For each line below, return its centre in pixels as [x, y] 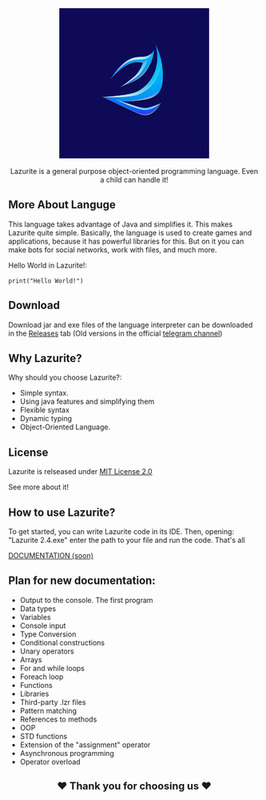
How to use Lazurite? [62, 512]
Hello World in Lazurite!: [48, 265]
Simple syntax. [44, 393]
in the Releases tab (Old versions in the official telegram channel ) [115, 333]
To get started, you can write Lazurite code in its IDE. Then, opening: [121, 532]
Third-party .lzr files [53, 702]
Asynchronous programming [67, 753]
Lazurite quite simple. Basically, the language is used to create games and [130, 232]
